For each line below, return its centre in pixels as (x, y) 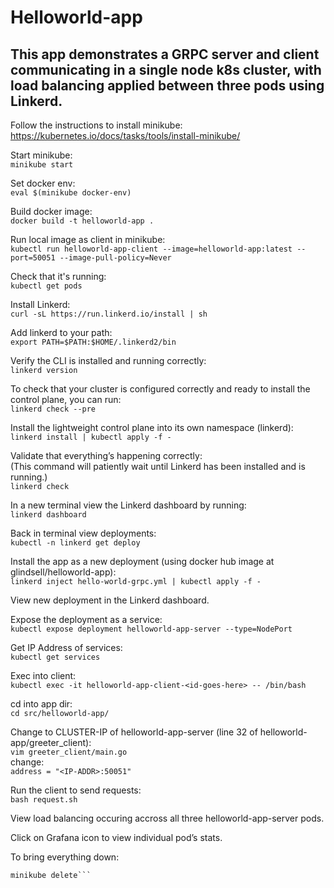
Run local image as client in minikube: (88, 239)
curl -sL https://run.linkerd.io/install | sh (109, 314)
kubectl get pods (46, 286)
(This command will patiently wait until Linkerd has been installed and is (158, 466)
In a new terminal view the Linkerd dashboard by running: (128, 505)
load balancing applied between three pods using (167, 85)
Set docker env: (43, 183)
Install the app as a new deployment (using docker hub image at (142, 561)
